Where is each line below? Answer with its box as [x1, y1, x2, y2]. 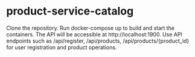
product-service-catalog [6, 4, 134, 18]
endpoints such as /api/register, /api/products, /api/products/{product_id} [6, 37, 190, 44]
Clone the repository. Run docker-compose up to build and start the [6, 24, 175, 32]
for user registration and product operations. [6, 44, 117, 51]
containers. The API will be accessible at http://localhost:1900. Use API [6, 30, 183, 38]
